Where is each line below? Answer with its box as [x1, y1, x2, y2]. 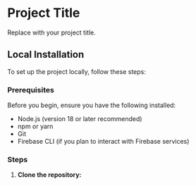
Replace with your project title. [7, 28, 97, 37]
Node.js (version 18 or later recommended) [17, 115, 142, 123]
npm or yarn [17, 122, 54, 131]
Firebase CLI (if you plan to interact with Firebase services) [17, 137, 190, 146]
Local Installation [7, 49, 85, 61]
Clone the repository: [17, 170, 82, 179]
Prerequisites [7, 85, 54, 94]
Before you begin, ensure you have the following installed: [7, 101, 176, 110]
